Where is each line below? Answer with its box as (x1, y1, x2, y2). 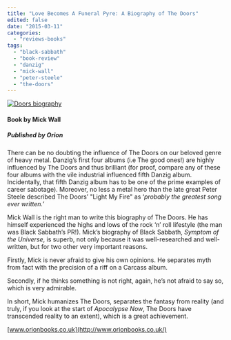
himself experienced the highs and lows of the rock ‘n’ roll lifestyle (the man (7, 220, 223, 228)
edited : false (7, 17, 48, 23)
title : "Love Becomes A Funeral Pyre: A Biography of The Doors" (7, 10, 199, 17)
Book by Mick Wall (7, 115, 61, 123)
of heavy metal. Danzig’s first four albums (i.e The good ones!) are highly (7, 156, 214, 164)
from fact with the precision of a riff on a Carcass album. (7, 263, 168, 271)
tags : (7, 42, 23, 49)
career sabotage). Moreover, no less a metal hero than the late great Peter (7, 185, 218, 193)
